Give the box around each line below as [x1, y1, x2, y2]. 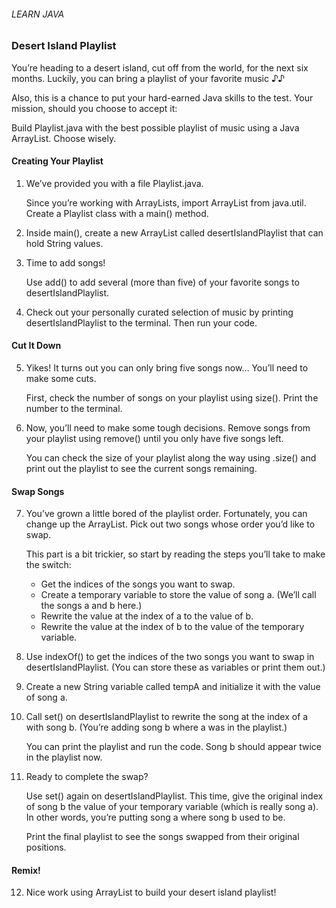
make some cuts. [25, 372, 97, 384]
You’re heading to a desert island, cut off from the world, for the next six [11, 61, 309, 74]
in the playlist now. [25, 751, 103, 764]
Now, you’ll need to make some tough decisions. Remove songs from [25, 421, 311, 434]
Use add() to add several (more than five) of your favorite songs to [25, 276, 300, 288]
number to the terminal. [25, 402, 123, 414]
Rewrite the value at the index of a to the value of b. [40, 610, 254, 622]
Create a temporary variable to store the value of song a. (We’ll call [40, 589, 317, 601]
